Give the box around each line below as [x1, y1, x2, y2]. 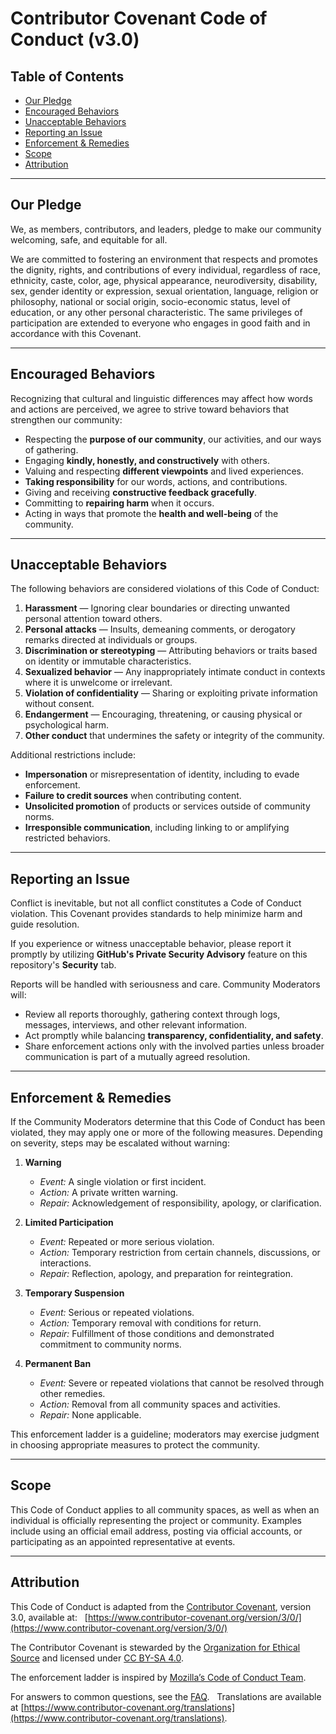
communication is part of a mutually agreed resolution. [24, 1051, 251, 1063]
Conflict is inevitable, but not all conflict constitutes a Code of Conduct [10, 897, 302, 909]
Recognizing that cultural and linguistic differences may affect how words [10, 392, 313, 404]
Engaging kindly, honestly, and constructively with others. [24, 454, 270, 466]
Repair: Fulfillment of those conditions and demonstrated [39, 1328, 275, 1340]
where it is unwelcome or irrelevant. [24, 677, 173, 689]
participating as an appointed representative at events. [10, 1535, 236, 1547]
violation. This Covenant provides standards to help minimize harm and [10, 908, 303, 920]
